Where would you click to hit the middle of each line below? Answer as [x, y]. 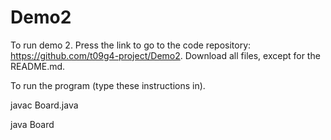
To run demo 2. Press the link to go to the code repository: [131, 45]
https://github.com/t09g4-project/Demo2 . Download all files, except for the [165, 55]
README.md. [38, 66]
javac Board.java [44, 105]
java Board [32, 124]
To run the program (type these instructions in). [108, 85]
